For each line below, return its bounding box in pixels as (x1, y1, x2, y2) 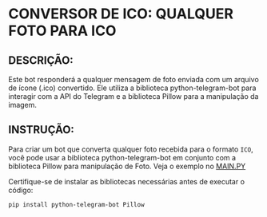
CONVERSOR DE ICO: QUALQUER (8, 5, 234, 23)
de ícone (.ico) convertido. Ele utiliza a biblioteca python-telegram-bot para (8, 83, 257, 93)
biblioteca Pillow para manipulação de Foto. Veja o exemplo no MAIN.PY (8, 161, 246, 171)
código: (8, 185, 34, 195)
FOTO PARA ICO (8, 22, 117, 40)
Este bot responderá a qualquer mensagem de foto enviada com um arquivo (8, 75, 260, 84)
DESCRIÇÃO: (8, 53, 74, 67)
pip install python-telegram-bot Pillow (8, 200, 145, 208)
